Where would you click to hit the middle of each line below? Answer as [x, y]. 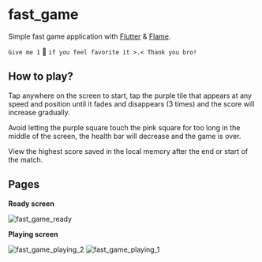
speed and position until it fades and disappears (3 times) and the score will [131, 103]
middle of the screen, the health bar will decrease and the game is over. [125, 136]
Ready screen [32, 204]
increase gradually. [39, 112]
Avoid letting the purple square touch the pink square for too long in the [124, 127]
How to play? [41, 77]
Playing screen [33, 234]
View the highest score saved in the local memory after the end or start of [128, 151]
